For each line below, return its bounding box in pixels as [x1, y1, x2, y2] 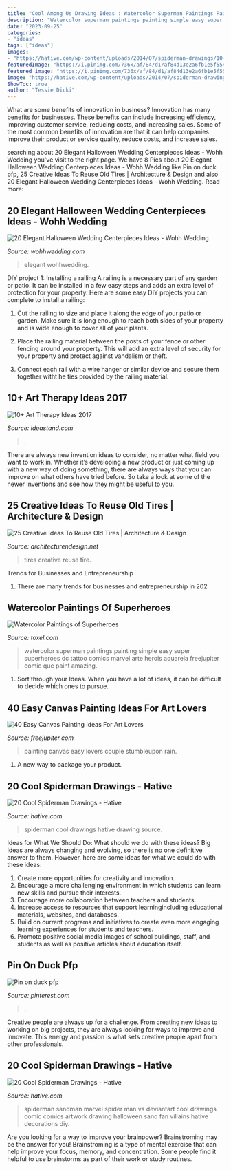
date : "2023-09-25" [7, 23, 63, 30]
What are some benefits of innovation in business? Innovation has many [7, 106, 211, 114]
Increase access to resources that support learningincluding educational [16, 903, 223, 911]
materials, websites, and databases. [16, 911, 119, 919]
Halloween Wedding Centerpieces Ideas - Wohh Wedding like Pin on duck [7, 163, 217, 171]
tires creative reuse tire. [23, 555, 91, 564]
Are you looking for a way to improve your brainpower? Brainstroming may [7, 1133, 218, 1141]
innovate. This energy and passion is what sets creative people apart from [7, 1032, 217, 1041]
